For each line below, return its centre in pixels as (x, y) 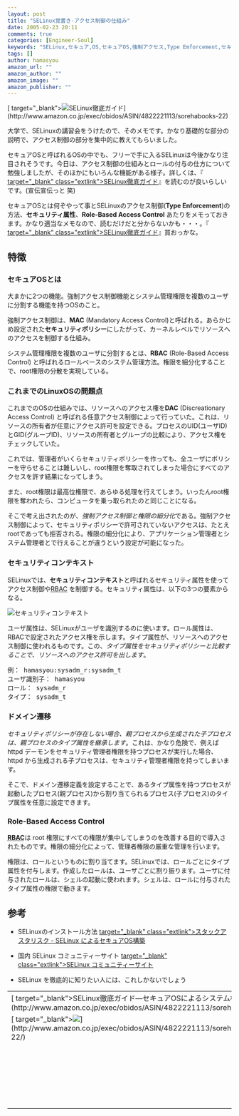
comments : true (30, 34)
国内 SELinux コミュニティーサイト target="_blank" (92, 956)
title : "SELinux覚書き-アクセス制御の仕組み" (69, 21)
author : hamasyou (33, 61)
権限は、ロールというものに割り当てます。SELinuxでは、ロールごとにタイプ (118, 862)
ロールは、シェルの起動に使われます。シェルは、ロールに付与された (131, 880)
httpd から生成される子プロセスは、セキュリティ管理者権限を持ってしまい (115, 760)
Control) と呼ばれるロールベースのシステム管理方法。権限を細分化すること (117, 362)
